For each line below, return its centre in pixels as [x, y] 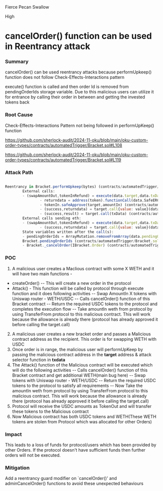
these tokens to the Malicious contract [50, 411]
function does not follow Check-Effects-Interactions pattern [65, 77]
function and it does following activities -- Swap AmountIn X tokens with [84, 293]
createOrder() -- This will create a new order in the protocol [72, 283]
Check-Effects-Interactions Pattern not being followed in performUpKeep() [80, 125]
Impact [14, 434]
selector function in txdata [39, 360]
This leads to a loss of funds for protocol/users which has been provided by [81, 445]
